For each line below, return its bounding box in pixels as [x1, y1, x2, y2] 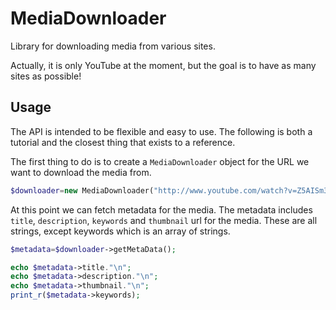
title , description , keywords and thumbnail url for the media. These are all [10, 214, 318, 226]
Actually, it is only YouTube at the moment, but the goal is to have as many [10, 59, 317, 71]
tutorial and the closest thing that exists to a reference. [10, 136, 236, 148]
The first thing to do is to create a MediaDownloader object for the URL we [10, 155, 310, 167]
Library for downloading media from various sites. [10, 40, 216, 52]
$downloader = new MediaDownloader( [10, 185, 155, 196]
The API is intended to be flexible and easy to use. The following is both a [10, 125, 313, 137]
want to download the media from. [10, 166, 152, 178]
